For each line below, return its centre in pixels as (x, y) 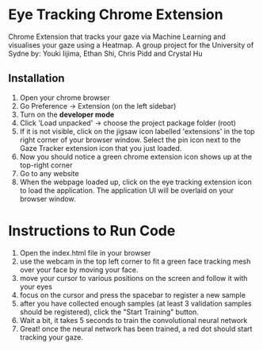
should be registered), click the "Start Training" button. (109, 312)
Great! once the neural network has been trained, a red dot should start (136, 329)
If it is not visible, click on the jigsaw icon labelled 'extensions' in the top (137, 131)
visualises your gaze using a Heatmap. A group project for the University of (131, 44)
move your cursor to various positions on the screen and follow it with (133, 278)
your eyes (36, 287)
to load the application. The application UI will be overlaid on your (127, 190)
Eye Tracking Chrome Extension (116, 15)
